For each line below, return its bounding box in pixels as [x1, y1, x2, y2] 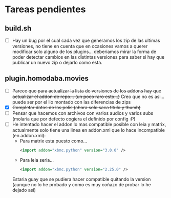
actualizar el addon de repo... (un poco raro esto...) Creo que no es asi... [12, 93, 165, 100]
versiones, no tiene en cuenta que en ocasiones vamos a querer [12, 43, 148, 49]
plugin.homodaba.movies [5, 74, 89, 83]
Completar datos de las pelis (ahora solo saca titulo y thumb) [12, 104, 141, 110]
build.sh [5, 24, 32, 33]
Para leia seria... [19, 157, 54, 163]
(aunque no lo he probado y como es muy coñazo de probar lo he [12, 181, 152, 187]
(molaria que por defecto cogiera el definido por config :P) [12, 116, 136, 122]
